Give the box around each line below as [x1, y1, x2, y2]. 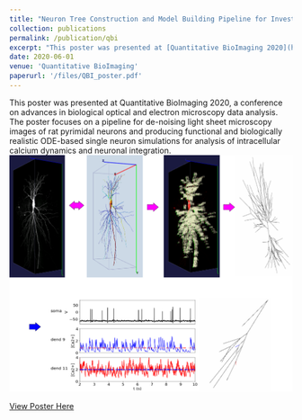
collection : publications [9, 23, 106, 33]
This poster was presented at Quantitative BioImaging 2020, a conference [9, 97, 283, 108]
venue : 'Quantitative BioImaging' [9, 62, 139, 71]
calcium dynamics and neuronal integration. [9, 145, 172, 156]
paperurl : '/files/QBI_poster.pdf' [9, 72, 143, 81]
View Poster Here [9, 401, 75, 412]
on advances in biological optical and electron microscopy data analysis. [9, 106, 279, 117]
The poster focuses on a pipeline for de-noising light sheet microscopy [9, 116, 272, 127]
